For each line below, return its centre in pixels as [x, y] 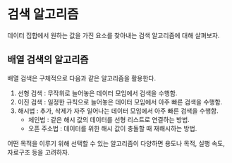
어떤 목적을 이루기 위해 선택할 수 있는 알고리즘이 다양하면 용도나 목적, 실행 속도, [116, 143]
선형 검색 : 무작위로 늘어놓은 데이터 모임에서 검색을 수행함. [97, 93]
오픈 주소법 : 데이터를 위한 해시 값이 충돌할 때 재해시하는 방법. [112, 128]
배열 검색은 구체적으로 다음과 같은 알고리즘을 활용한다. [82, 78]
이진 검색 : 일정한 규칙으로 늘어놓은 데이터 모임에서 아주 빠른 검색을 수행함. [120, 102]
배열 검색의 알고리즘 [48, 60]
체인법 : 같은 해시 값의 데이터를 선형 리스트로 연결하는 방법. [109, 119]
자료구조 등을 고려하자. [38, 152]
